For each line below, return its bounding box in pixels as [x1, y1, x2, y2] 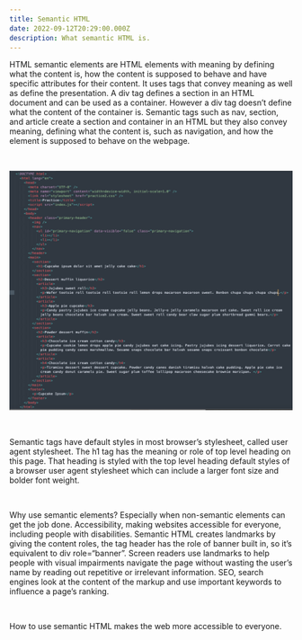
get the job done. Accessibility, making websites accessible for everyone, [9, 519, 281, 529]
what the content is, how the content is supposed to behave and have [9, 68, 268, 80]
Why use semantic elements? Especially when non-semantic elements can [9, 509, 286, 520]
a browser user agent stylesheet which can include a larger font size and [9, 465, 280, 476]
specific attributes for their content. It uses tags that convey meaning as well [9, 78, 293, 89]
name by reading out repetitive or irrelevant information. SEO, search [9, 566, 264, 577]
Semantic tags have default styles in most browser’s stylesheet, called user [9, 436, 289, 447]
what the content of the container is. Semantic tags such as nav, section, [9, 107, 279, 118]
